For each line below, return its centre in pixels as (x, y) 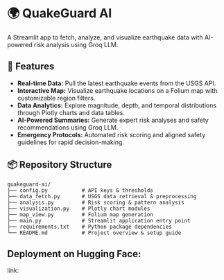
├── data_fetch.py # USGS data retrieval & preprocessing (102, 196)
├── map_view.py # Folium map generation (80, 215)
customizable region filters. (56, 98)
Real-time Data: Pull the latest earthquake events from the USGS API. (117, 83)
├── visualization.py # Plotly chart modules (79, 209)
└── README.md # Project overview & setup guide (94, 233)
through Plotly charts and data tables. (71, 112)
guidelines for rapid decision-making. (71, 142)
